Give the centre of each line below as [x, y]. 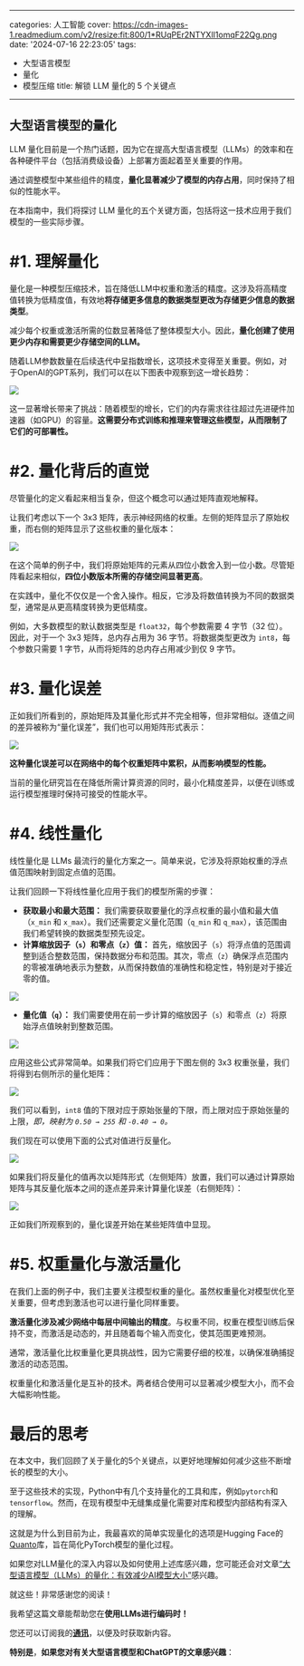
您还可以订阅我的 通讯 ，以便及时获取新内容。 [93, 1633]
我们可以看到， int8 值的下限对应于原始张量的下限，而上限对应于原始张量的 [149, 1109]
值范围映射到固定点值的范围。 [65, 872]
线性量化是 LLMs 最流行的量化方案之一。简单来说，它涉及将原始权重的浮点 [148, 860]
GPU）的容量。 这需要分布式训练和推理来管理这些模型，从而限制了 [164, 420]
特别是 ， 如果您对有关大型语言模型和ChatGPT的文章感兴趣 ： [122, 1652]
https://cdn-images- [150, 24]
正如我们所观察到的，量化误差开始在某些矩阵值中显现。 [112, 1224]
